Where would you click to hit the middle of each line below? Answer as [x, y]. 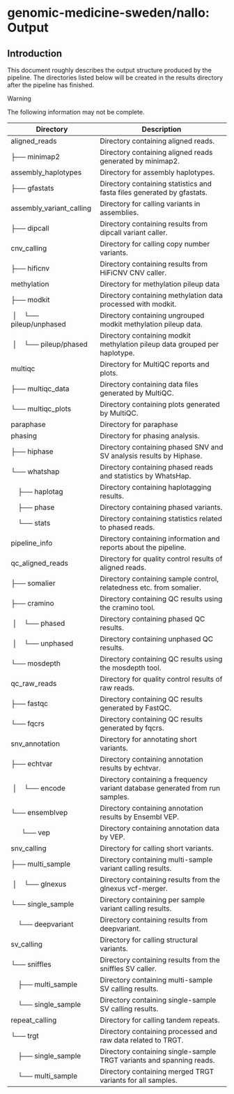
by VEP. [112, 837]
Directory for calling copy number [155, 244]
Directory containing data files [149, 384]
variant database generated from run [160, 788]
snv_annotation [36, 743]
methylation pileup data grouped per [159, 344]
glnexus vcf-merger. [134, 889]
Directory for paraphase [139, 425]
